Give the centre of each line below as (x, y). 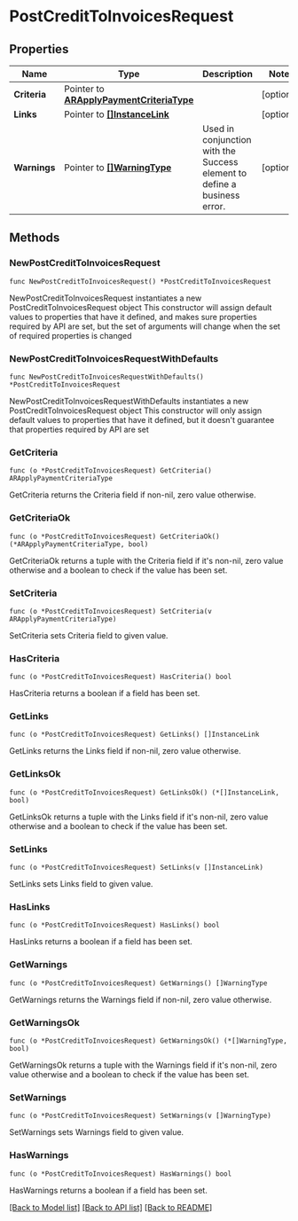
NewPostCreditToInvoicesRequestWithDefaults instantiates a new (129, 401)
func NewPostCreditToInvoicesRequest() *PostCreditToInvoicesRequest (141, 281)
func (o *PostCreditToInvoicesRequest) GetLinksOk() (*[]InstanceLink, (144, 792)
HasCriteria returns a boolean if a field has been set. (105, 693)
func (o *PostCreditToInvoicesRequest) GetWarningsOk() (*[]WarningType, (149, 1041)
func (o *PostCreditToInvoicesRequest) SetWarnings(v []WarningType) (141, 1116)
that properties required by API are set (79, 429)
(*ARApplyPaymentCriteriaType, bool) (79, 544)
